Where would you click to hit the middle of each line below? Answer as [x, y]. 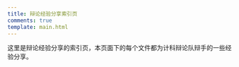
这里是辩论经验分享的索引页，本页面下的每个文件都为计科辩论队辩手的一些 [116, 48]
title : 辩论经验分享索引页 [43, 14]
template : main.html [38, 27]
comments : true [30, 20]
